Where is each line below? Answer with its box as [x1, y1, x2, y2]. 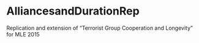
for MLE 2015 [6, 30, 40, 38]
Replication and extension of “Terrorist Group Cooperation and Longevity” [6, 24, 193, 31]
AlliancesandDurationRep [6, 4, 140, 18]
